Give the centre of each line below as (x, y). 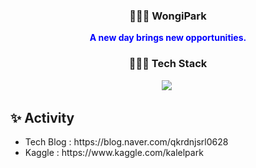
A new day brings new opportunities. (168, 38)
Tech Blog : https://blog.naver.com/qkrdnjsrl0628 (126, 142)
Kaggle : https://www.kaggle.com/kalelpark (114, 153)
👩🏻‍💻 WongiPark (168, 16)
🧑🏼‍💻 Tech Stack (168, 64)
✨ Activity (42, 117)
